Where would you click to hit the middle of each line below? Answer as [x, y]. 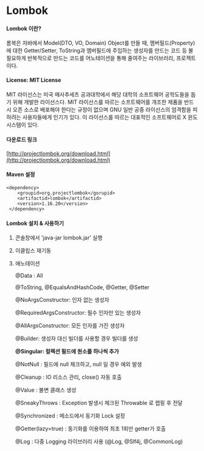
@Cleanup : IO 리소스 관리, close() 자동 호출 [68, 377]
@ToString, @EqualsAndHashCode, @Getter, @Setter [82, 287]
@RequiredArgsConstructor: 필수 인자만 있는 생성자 [78, 313]
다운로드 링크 [22, 139]
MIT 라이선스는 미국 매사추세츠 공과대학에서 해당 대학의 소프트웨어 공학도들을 [98, 94]
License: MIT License [34, 80]
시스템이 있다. [23, 124]
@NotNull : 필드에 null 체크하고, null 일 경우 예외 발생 [78, 364]
